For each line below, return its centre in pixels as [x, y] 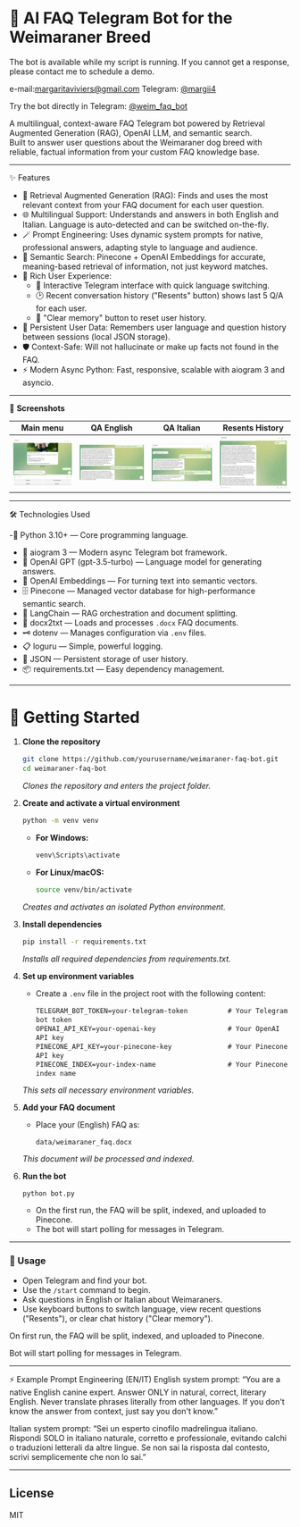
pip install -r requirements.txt [84, 942]
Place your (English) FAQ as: [87, 1124]
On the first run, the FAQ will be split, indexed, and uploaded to [150, 1211]
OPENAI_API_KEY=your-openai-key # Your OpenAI [158, 1028]
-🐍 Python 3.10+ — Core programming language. [99, 535]
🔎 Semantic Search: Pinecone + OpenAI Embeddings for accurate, [144, 256]
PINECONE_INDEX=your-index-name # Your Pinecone [162, 1064]
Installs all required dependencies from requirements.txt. [126, 959]
